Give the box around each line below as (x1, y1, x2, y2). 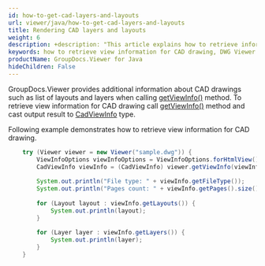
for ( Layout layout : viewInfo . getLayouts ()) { (36, 199, 196, 207)
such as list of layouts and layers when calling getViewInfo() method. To (8, 92, 242, 102)
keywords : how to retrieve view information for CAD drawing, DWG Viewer (8, 48, 256, 56)
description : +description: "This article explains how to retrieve (8, 41, 238, 49)
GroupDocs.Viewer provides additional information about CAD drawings (8, 84, 242, 94)
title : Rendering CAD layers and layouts (8, 26, 147, 34)
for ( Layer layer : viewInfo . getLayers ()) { (36, 229, 185, 237)
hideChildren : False (8, 63, 77, 71)
